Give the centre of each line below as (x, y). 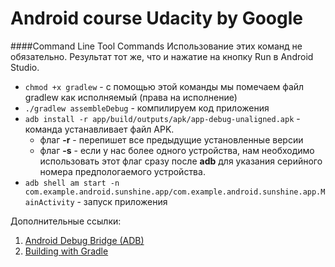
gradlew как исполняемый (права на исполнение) (131, 97)
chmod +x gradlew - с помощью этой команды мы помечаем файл (164, 86)
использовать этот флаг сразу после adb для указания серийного (181, 161)
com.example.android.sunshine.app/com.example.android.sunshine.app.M (175, 192)
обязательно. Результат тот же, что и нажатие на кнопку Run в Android (162, 56)
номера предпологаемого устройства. (122, 171)
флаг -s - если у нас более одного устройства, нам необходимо (177, 150)
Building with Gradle (66, 251)
